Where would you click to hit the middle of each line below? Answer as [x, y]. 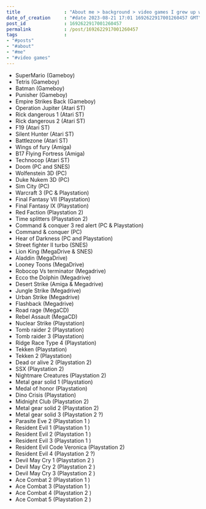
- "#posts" [20, 41]
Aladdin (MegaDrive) [41, 258]
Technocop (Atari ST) [42, 160]
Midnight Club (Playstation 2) [52, 401]
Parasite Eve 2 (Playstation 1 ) [52, 421]
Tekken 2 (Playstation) [44, 356]
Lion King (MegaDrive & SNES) [54, 251]
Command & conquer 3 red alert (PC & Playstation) [79, 225]
